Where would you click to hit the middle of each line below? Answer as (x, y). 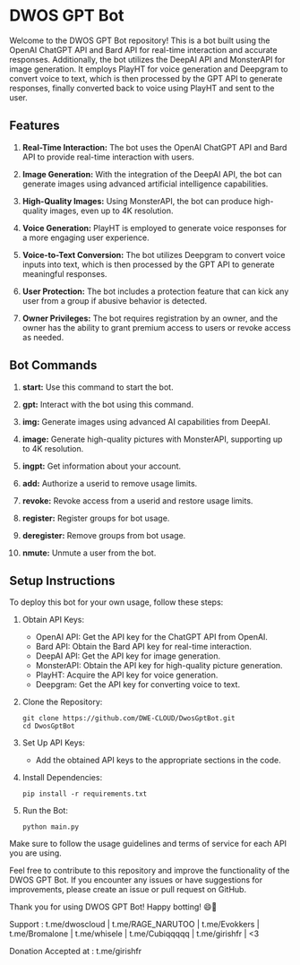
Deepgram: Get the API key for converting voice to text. (137, 685)
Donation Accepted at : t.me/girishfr (76, 952)
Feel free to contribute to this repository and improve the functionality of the (150, 871)
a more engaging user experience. (86, 237)
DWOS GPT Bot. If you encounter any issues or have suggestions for (136, 880)
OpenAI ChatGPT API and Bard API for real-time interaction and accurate (143, 49)
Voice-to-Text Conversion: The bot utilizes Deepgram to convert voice (154, 254)
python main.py (51, 827)
